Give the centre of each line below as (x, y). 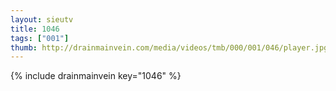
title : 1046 (35, 29)
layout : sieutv (42, 19)
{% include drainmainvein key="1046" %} (96, 76)
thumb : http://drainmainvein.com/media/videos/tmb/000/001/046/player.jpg (169, 47)
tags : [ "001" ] (40, 38)
